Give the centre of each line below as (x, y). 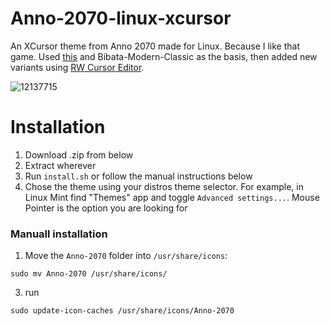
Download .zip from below (79, 154)
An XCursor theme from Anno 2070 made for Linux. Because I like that (155, 46)
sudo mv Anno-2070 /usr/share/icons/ (89, 274)
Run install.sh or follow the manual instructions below (138, 176)
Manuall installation (59, 234)
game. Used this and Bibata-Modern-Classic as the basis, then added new (164, 56)
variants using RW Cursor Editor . (77, 67)
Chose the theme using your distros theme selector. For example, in (164, 186)
